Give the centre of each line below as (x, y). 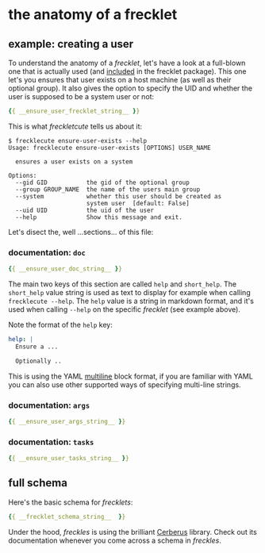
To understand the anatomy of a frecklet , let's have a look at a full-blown (127, 63)
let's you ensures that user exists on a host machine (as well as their (120, 80)
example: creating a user (71, 44)
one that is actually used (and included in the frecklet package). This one (127, 71)
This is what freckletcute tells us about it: (75, 126)
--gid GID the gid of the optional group (103, 182)
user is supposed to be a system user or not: (81, 96)
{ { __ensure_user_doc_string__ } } (65, 269)
